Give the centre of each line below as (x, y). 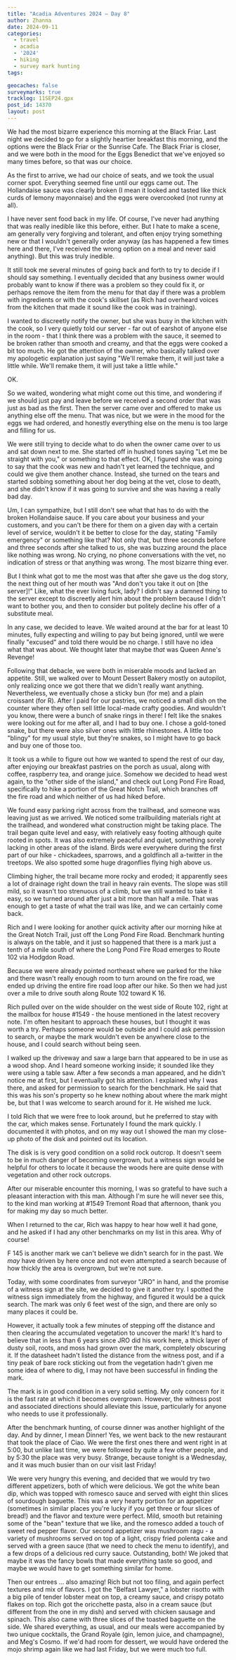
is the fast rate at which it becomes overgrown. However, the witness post (114, 1399)
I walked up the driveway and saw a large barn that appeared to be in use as (118, 1057)
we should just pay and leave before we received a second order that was (114, 400)
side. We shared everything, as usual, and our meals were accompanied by (116, 1626)
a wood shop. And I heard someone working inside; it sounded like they (111, 1065)
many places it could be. (43, 1312)
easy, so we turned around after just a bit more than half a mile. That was (113, 898)
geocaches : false (33, 85)
